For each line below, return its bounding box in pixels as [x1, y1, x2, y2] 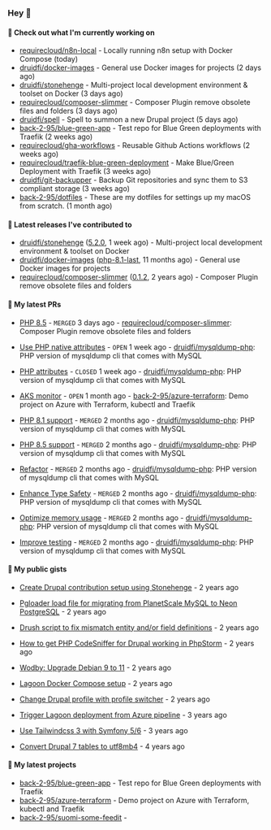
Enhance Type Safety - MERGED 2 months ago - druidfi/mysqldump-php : [19, 488, 257, 498]
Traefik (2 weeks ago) [19, 132, 93, 141]
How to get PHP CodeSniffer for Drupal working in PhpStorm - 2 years [19, 638, 255, 648]
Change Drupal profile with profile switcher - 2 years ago [19, 694, 210, 704]
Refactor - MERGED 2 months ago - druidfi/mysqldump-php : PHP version [19, 463, 257, 474]
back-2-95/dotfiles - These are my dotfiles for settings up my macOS [19, 193, 252, 202]
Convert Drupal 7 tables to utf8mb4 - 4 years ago [19, 741, 186, 751]
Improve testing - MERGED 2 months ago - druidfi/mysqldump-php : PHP [19, 537, 254, 547]
